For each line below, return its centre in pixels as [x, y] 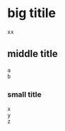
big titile [32, 13]
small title [24, 94]
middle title [32, 54]
